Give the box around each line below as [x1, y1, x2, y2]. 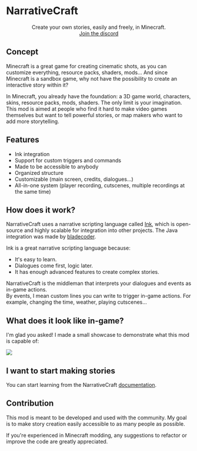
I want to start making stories [6, 366, 116, 376]
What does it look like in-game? [6, 316, 125, 326]
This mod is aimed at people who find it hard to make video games [6, 105, 168, 112]
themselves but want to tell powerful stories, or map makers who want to [6, 111, 183, 118]
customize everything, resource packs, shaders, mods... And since [6, 69, 168, 76]
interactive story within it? [6, 81, 69, 88]
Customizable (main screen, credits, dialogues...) [14, 175, 133, 183]
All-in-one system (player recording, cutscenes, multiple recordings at [14, 181, 185, 189]
